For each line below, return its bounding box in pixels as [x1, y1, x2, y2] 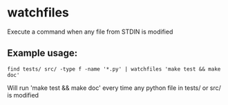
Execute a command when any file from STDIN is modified [7, 27, 173, 36]
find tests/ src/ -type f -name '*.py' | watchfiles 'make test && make [7, 65, 221, 73]
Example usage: [7, 47, 78, 59]
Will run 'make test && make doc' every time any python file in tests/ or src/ [7, 84, 221, 92]
